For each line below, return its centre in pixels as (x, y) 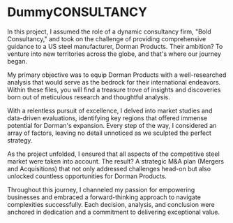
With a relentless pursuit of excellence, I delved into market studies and (110, 110)
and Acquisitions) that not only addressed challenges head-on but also (109, 168)
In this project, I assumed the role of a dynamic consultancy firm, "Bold (109, 31)
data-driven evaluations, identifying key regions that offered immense (107, 118)
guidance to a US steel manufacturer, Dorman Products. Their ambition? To (115, 46)
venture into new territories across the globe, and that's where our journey (114, 54)
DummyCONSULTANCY (77, 12)
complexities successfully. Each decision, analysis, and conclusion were (111, 204)
